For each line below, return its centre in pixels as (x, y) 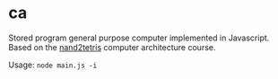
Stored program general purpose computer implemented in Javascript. (139, 38)
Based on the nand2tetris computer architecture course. (112, 47)
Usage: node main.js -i (53, 65)
